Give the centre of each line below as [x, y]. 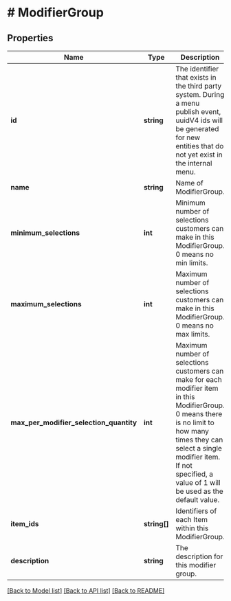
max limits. [192, 334]
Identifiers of [196, 511]
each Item [191, 520]
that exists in [196, 77]
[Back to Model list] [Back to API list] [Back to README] [86, 591]
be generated [197, 129]
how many [192, 431]
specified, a [194, 474]
